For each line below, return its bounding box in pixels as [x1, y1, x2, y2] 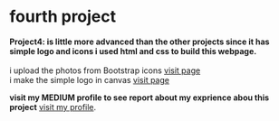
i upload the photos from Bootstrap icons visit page [9, 65, 201, 76]
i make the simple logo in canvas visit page [9, 74, 170, 85]
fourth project [9, 6, 117, 27]
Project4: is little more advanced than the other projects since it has [9, 36, 270, 47]
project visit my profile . [9, 101, 97, 112]
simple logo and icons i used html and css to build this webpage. [9, 45, 257, 56]
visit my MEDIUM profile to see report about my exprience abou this [9, 92, 270, 103]
